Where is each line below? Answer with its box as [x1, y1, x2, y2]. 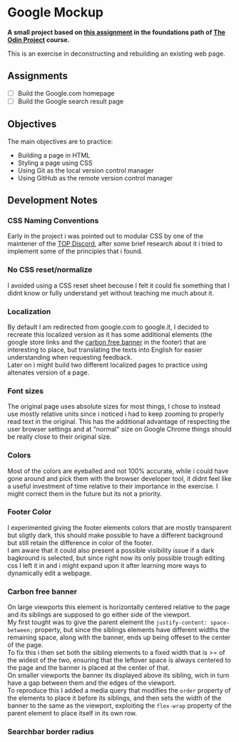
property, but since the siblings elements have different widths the [34, 626, 230, 634]
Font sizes [7, 386, 44, 396]
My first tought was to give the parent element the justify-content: [7, 618, 208, 626]
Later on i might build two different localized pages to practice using [7, 360, 208, 369]
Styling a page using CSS [17, 158, 93, 167]
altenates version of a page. [7, 368, 90, 377]
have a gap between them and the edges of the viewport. [7, 679, 176, 687]
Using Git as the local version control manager [17, 166, 155, 175]
